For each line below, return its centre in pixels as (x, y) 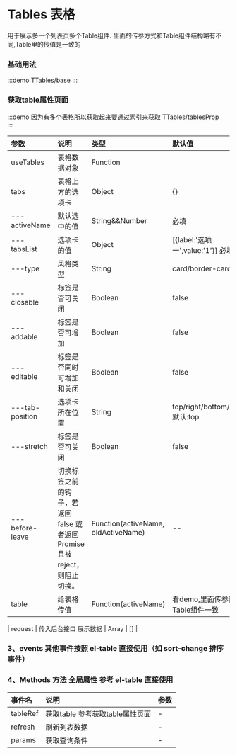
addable (24, 336)
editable (24, 376)
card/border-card (202, 268)
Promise (71, 544)
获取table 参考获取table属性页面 (98, 714)
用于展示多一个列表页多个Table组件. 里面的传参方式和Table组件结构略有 (111, 35)
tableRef (25, 713)
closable (25, 302)
